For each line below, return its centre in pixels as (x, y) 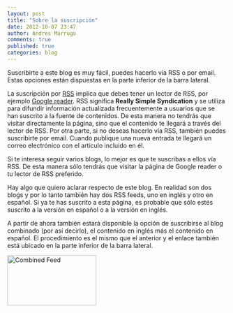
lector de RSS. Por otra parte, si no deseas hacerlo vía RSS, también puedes (117, 131)
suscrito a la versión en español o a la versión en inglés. (88, 210)
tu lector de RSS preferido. (45, 174)
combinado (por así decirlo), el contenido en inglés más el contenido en (110, 231)
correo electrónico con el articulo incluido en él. (76, 145)
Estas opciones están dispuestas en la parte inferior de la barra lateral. (109, 80)
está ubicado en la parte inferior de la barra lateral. (80, 245)
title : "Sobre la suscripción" (53, 20)
